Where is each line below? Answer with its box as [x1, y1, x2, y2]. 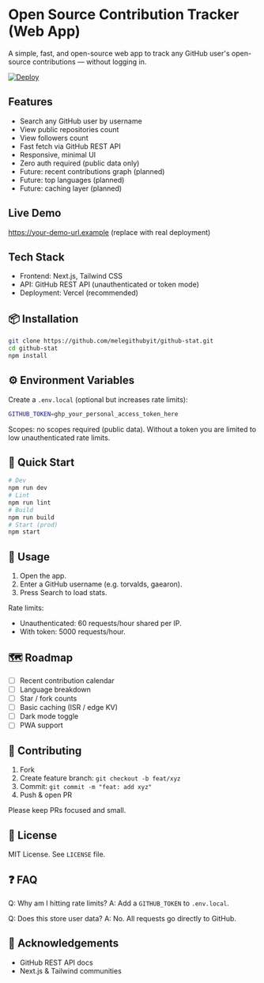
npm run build [8, 513, 55, 522]
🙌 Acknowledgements [8, 936, 119, 951]
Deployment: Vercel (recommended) [19, 288, 138, 298]
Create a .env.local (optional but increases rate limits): [8, 394, 188, 404]
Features [8, 95, 53, 108]
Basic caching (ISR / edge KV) [19, 703, 119, 712]
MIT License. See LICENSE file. [8, 849, 106, 859]
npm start [8, 528, 41, 536]
